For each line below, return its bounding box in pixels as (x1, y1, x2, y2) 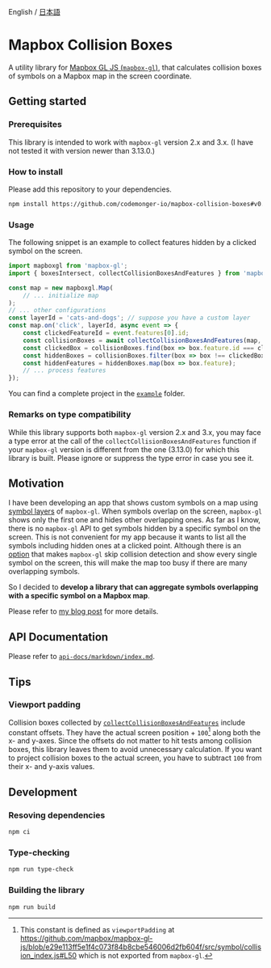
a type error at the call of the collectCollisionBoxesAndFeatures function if (8, 436, 256, 446)
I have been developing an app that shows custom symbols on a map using (8, 498, 258, 508)
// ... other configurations (8, 306, 106, 315)
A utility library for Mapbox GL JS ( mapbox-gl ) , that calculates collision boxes (8, 62, 262, 72)
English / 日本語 (8, 7, 60, 16)
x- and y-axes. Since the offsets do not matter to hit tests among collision (8, 736, 252, 746)
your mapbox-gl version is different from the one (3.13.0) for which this (8, 444, 240, 454)
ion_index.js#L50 (19, 951, 77, 961)
